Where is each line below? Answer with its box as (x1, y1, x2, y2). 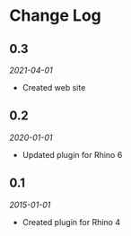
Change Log (9, 5, 101, 26)
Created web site (22, 83, 86, 92)
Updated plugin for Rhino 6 (22, 149, 123, 160)
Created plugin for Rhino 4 (22, 216, 121, 227)
